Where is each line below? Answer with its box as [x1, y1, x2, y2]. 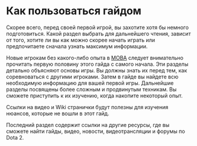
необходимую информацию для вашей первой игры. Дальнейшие [6, 79, 174, 87]
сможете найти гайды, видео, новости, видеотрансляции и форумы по [6, 128, 185, 135]
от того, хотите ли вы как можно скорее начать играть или [6, 36, 156, 43]
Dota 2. [6, 134, 24, 141]
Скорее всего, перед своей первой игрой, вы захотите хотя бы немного [6, 24, 189, 31]
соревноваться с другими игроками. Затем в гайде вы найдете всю [6, 73, 179, 80]
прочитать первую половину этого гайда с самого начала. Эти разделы [6, 61, 189, 68]
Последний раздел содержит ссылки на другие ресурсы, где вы [6, 121, 170, 128]
